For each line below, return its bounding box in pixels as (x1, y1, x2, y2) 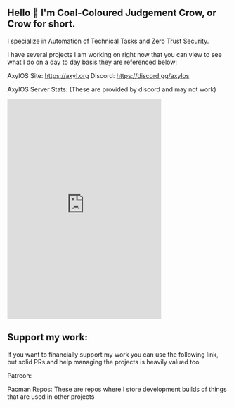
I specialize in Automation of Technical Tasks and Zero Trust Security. (7, 37, 209, 45)
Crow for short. (7, 18, 76, 30)
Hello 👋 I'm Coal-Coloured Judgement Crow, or (7, 7, 216, 19)
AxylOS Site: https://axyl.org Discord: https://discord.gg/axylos (7, 71, 190, 79)
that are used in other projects (7, 392, 95, 401)
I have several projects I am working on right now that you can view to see (7, 50, 223, 58)
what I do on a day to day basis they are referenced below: (7, 58, 178, 66)
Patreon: (7, 371, 32, 380)
